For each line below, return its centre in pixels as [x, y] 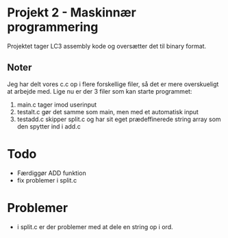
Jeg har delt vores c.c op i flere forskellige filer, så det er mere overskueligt [113, 84]
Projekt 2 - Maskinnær [72, 13]
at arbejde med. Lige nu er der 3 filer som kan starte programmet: [100, 91]
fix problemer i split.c [47, 180]
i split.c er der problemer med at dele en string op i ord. [95, 226]
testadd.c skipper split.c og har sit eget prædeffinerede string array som [119, 119]
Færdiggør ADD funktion [52, 173]
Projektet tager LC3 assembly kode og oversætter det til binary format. [107, 46]
